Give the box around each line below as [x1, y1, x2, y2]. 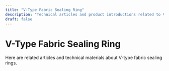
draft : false [5, 16, 33, 21]
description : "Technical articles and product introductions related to [5, 12, 161, 17]
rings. [5, 60, 18, 66]
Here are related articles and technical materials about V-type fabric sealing [5, 54, 162, 60]
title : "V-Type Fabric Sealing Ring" [5, 7, 84, 12]
